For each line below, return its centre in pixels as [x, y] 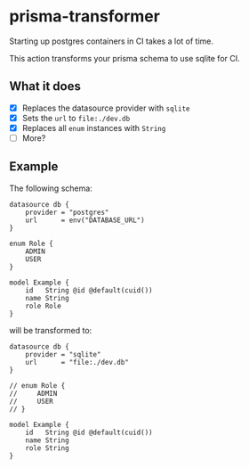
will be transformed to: [51, 330]
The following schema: [51, 188]
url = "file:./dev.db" [77, 362]
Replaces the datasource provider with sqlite [106, 108]
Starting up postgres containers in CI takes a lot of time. [111, 41]
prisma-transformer [84, 16]
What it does [45, 86]
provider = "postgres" [67, 212]
